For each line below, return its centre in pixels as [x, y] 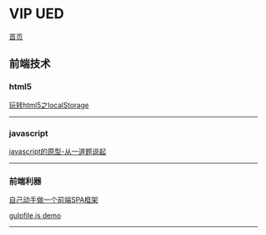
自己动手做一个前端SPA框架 [54, 200]
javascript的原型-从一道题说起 [58, 151]
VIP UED [37, 14]
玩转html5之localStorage [49, 105]
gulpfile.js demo [35, 216]
